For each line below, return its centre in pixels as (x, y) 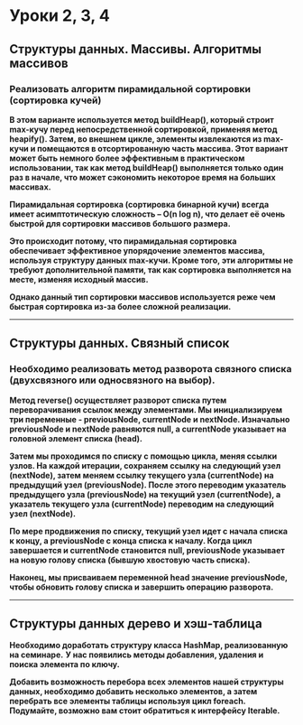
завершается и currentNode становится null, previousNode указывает (147, 550)
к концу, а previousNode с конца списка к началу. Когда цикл (131, 540)
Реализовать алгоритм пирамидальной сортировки (130, 88)
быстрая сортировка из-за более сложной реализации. (120, 306)
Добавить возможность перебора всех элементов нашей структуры (147, 682)
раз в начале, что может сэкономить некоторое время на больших (143, 177)
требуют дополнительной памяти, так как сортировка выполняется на (150, 270)
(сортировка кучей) (55, 100)
